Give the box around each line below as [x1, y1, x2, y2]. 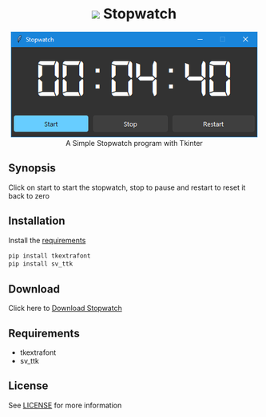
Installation [8, 214, 66, 228]
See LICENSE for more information [8, 400, 122, 410]
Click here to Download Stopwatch [8, 304, 122, 313]
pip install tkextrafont [8, 252, 91, 260]
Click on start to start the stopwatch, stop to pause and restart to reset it [8, 183, 246, 192]
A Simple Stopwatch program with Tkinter [65, 138, 204, 148]
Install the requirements [8, 235, 86, 245]
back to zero [8, 191, 50, 200]
